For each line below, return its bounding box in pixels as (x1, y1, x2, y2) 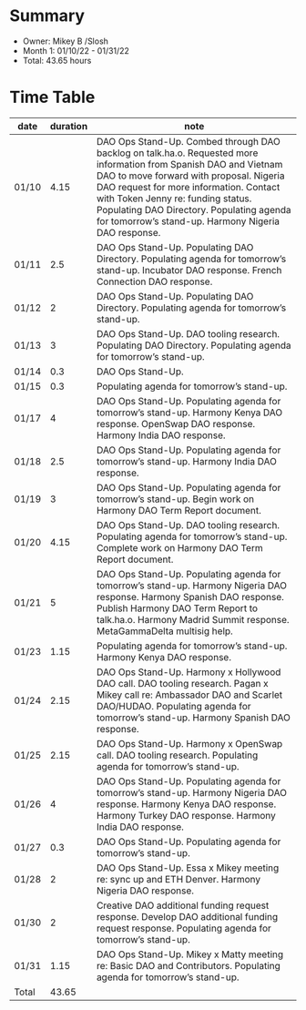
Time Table (9, 87, 96, 107)
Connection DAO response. (96, 275, 213, 288)
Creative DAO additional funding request (96, 899, 270, 912)
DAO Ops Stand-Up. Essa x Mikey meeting (96, 862, 280, 874)
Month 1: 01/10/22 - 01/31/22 (22, 45, 130, 56)
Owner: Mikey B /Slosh (22, 36, 109, 46)
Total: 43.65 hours (22, 55, 92, 66)
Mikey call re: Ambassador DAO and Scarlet (96, 689, 283, 701)
